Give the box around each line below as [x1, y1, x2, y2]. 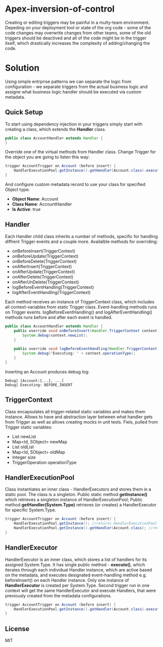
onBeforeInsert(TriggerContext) [12, 248, 76, 254]
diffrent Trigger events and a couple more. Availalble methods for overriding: [5, 239, 158, 244]
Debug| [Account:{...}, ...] [5, 378, 64, 383]
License [5, 625, 30, 633]
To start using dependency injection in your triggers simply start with [5, 121, 143, 127]
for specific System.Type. [5, 507, 56, 513]
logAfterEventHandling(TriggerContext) [12, 289, 91, 295]
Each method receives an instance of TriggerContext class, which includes [5, 298, 155, 305]
